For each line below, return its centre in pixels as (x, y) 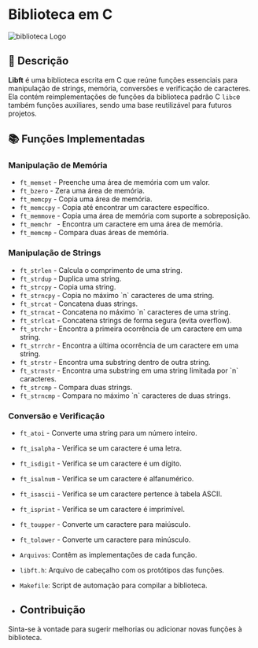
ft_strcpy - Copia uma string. (68, 287)
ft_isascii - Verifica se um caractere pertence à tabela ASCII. (121, 494)
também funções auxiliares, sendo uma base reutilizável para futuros (120, 105)
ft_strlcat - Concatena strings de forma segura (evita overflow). (125, 320)
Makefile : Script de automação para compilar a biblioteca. (113, 585)
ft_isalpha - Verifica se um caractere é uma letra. (101, 448)
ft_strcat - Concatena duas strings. (79, 304)
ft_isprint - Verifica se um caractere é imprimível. (102, 510)
